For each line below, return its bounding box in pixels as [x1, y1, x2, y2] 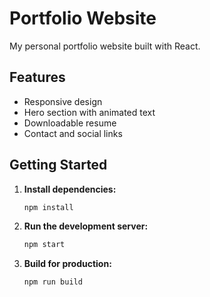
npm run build [23, 277, 83, 287]
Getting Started [9, 157, 108, 174]
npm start [23, 240, 66, 250]
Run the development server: [23, 220, 149, 232]
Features [9, 69, 66, 86]
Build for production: [23, 258, 112, 270]
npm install [23, 202, 74, 212]
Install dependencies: [23, 183, 117, 195]
